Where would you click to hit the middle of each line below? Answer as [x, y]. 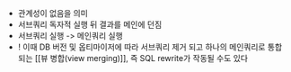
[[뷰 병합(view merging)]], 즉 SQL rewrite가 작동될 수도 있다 [141, 58]
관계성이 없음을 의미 [53, 13]
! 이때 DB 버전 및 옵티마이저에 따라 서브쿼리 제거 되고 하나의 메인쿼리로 [141, 47]
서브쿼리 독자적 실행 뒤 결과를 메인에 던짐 [90, 24]
